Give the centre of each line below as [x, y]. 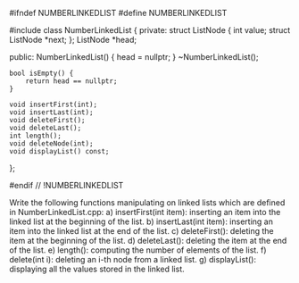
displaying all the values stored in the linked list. [97, 269]
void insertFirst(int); [54, 104]
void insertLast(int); [51, 112]
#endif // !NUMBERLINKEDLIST [66, 185]
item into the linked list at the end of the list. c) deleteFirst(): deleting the [141, 231]
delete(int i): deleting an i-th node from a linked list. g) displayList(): [133, 259]
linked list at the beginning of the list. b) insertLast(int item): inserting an [141, 221]
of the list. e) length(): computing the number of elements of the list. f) [138, 250]
